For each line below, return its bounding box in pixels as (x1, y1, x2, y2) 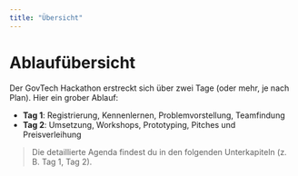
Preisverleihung (22, 129, 82, 140)
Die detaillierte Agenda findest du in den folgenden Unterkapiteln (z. (31, 146, 288, 157)
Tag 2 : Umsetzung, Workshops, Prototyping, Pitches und (22, 119, 236, 130)
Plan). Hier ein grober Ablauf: (9, 92, 119, 103)
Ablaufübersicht (9, 52, 136, 73)
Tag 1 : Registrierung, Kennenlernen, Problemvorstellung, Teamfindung (22, 110, 286, 121)
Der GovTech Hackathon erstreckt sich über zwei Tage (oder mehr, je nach (9, 83, 290, 93)
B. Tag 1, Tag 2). (31, 156, 93, 167)
